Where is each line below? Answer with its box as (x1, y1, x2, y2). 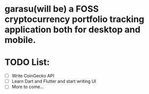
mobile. (4, 35, 36, 46)
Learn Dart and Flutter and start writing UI (11, 78, 97, 84)
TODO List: (4, 57, 50, 68)
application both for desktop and (4, 24, 141, 35)
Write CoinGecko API (11, 73, 54, 79)
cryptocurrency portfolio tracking (4, 14, 145, 25)
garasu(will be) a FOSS (4, 3, 99, 15)
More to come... (11, 84, 44, 90)
